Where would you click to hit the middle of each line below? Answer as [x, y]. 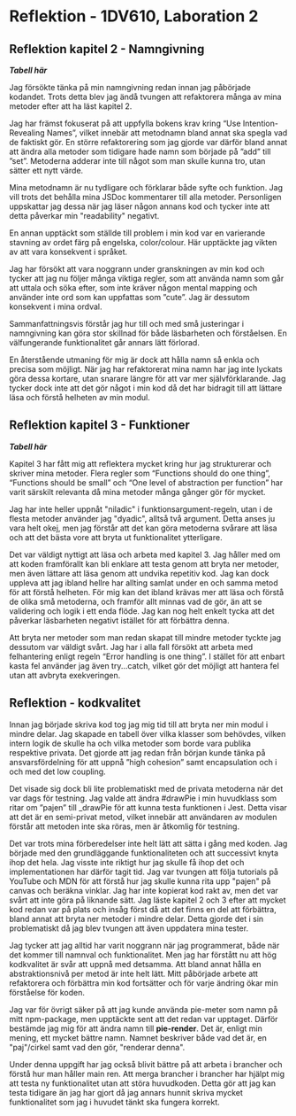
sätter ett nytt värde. [46, 170]
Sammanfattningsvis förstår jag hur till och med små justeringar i [127, 324]
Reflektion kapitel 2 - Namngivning [107, 49]
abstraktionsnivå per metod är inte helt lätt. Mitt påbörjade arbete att [134, 973]
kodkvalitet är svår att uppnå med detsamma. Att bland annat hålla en [136, 964]
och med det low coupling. [57, 771]
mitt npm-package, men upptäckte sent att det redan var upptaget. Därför [144, 1019]
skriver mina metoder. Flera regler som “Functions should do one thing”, [140, 473]
